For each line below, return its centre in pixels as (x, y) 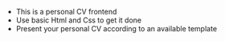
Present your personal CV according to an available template (117, 29)
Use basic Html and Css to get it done (79, 20)
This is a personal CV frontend (66, 12)
